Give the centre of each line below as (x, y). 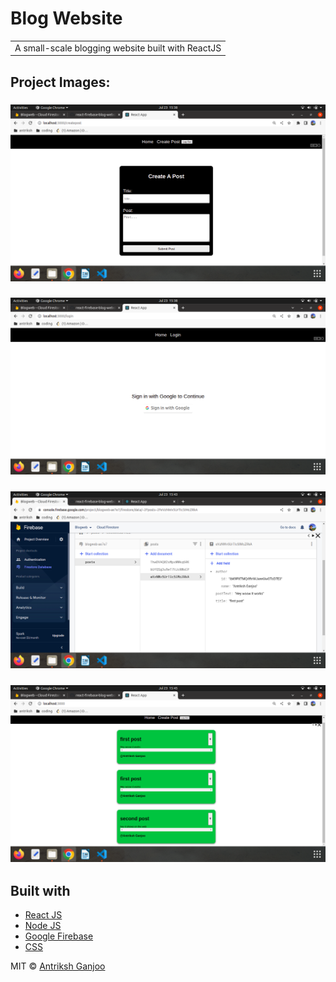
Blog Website (66, 18)
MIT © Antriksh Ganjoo (58, 966)
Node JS (43, 926)
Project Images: (60, 82)
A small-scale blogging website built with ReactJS (118, 48)
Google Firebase (59, 936)
